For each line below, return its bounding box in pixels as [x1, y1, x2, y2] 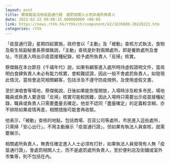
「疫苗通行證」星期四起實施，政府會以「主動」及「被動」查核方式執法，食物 [5, 41, 165, 47]
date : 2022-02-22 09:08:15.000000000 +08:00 [5, 17, 101, 22]
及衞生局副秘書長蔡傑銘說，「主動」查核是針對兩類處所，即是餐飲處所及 [5, 47, 154, 53]
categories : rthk [5, 26, 42, 31]
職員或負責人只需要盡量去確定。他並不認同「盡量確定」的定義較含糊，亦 [14, 100, 165, 106]
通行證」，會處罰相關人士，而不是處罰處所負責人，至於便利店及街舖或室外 [9, 147, 163, 153]
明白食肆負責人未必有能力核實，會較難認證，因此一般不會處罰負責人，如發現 [5, 70, 165, 76]
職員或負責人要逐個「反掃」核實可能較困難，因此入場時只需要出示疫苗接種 [5, 94, 160, 100]
